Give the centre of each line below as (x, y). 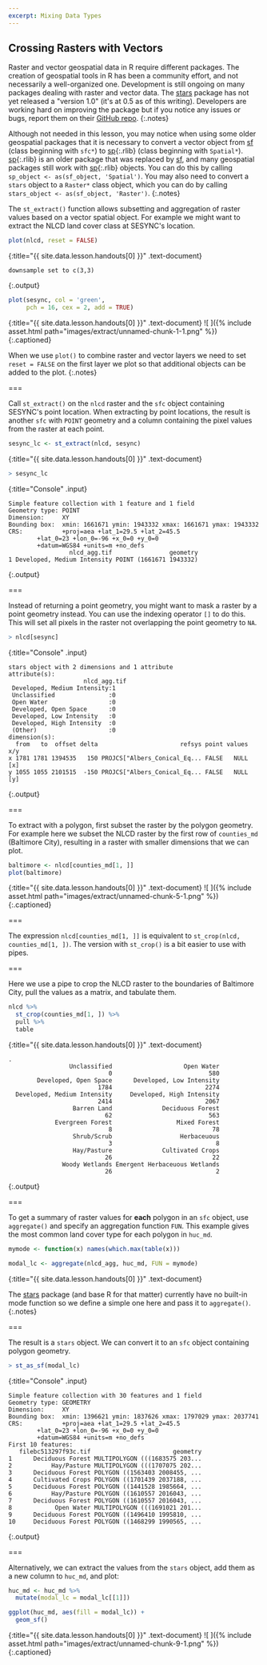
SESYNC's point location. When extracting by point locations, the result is (130, 412)
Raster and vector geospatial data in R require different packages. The (124, 67)
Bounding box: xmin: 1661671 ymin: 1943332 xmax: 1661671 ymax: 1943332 (134, 524)
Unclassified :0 (64, 695)
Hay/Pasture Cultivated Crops (146, 1150)
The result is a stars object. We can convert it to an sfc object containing (129, 1342)
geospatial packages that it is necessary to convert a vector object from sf (131, 142)
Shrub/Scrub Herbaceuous (146, 1136)
